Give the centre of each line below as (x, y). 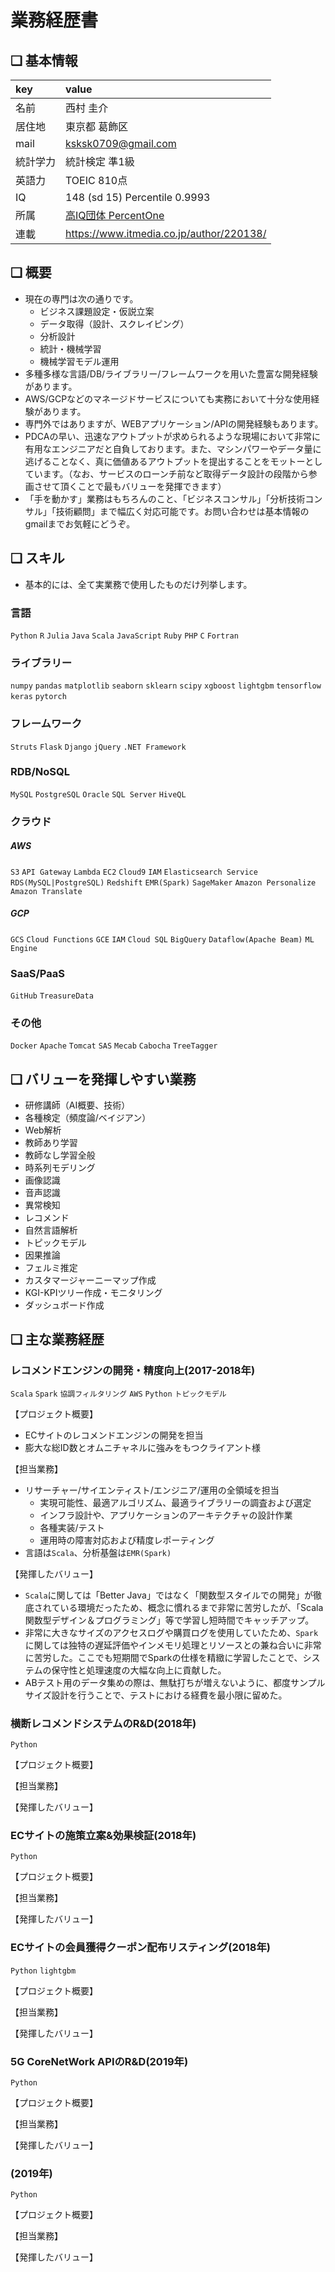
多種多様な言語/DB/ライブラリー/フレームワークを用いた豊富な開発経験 (171, 373)
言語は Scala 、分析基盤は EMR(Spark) (98, 1552)
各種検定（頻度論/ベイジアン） (88, 1118)
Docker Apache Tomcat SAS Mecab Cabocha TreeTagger (114, 1046)
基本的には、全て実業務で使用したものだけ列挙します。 (138, 584)
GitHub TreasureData (52, 996)
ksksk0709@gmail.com (121, 143)
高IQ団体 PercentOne (115, 215)
